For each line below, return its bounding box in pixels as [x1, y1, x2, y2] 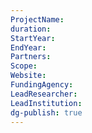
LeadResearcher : [10, 89, 78, 99]
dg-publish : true [10, 107, 83, 118]
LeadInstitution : [10, 98, 83, 108]
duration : [10, 24, 52, 34]
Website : [10, 71, 47, 81]
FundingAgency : [10, 80, 74, 90]
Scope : [10, 61, 38, 71]
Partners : [10, 52, 52, 62]
